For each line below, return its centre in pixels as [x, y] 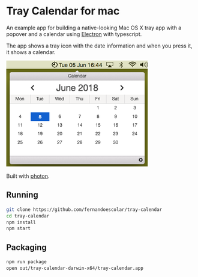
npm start [19, 229]
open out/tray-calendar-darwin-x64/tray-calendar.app [75, 268]
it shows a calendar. [31, 52]
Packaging [26, 247]
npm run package [26, 262]
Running [22, 195]
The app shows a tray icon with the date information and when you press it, [100, 46]
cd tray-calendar [28, 216]
